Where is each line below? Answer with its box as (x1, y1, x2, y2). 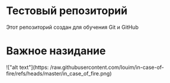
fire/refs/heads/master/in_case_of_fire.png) (6, 69, 112, 77)
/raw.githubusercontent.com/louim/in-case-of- (50, 64, 165, 71)
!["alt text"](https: (6, 64, 49, 71)
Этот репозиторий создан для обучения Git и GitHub (6, 24, 139, 31)
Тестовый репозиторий (6, 4, 128, 18)
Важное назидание (6, 44, 106, 58)
